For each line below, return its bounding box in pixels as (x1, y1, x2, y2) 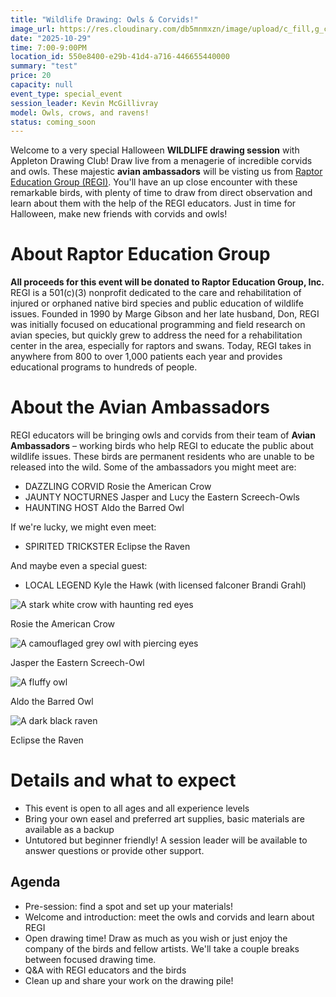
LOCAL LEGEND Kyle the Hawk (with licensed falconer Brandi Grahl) (24, 579, 307, 591)
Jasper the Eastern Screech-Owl (10, 657, 145, 669)
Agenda (10, 874, 61, 891)
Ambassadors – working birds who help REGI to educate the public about (10, 440, 314, 452)
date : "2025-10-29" (10, 33, 92, 43)
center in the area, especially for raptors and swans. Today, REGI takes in (10, 340, 312, 352)
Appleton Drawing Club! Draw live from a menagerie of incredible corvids (10, 155, 313, 167)
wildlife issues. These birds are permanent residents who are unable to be (10, 451, 315, 463)
